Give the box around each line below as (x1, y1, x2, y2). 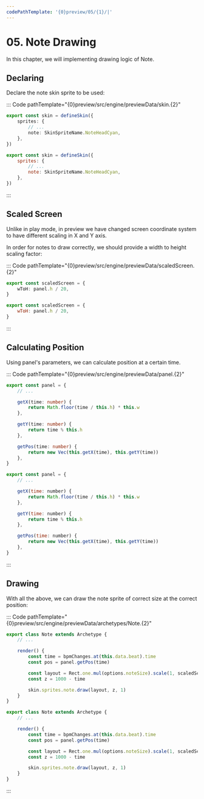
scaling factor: (6, 250, 42, 257)
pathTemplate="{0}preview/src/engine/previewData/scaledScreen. (27, 261, 195, 269)
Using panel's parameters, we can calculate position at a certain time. (6, 358, 181, 366)
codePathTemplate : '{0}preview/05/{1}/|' (6, 9, 113, 15)
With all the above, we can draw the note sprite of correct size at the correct (6, 595, 197, 602)
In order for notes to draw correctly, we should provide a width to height (6, 243, 187, 250)
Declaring (6, 73, 44, 83)
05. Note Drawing (6, 35, 97, 49)
